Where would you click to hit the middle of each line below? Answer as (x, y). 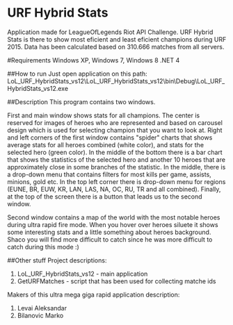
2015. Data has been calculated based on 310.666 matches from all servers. (116, 47)
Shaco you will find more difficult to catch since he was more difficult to (110, 239)
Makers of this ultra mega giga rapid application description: (94, 294)
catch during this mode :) (43, 247)
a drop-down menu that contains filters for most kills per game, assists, (110, 174)
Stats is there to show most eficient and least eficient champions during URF (117, 39)
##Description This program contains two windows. (81, 101)
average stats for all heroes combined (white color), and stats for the (105, 144)
